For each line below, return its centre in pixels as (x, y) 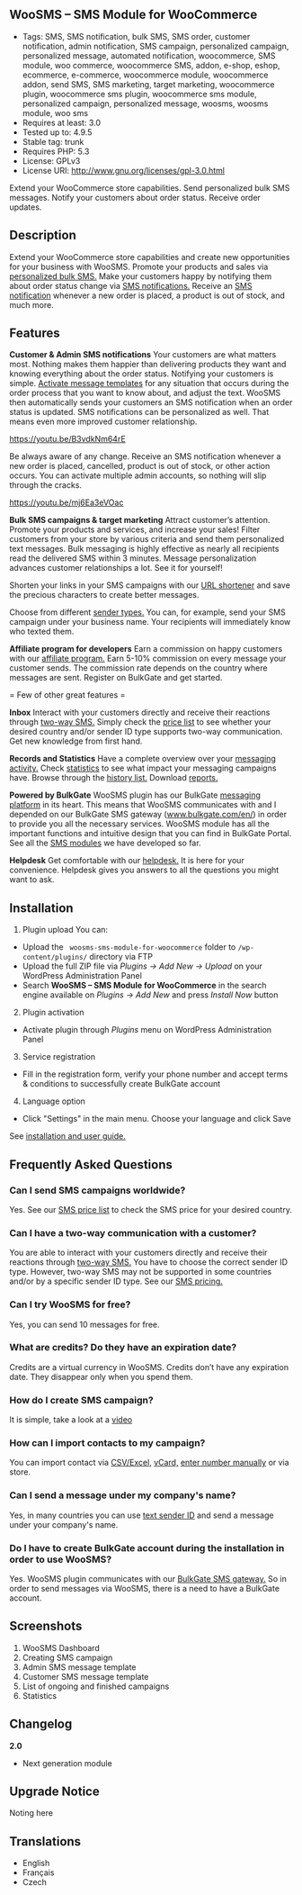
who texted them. (42, 632)
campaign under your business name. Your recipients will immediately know (150, 622)
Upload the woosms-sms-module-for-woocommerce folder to (129, 947)
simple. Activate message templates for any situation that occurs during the (149, 384)
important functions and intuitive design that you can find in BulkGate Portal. (151, 834)
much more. (31, 304)
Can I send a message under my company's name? (123, 1495)
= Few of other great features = (67, 695)
